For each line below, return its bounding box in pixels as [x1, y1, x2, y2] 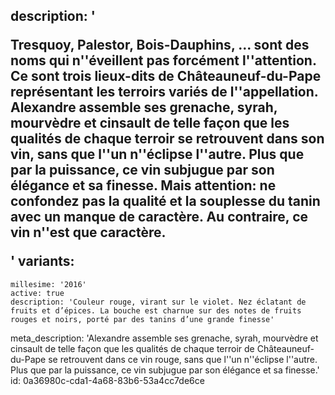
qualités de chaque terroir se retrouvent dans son [10, 130, 325, 148]
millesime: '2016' [10, 279, 87, 289]
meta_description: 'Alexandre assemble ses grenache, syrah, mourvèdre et [10, 332, 319, 344]
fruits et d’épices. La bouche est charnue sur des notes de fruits [10, 305, 302, 316]
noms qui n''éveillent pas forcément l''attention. [10, 52, 317, 69]
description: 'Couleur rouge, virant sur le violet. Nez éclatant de [10, 297, 307, 307]
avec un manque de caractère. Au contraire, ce [10, 209, 309, 226]
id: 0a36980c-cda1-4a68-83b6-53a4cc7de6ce [10, 374, 205, 386]
